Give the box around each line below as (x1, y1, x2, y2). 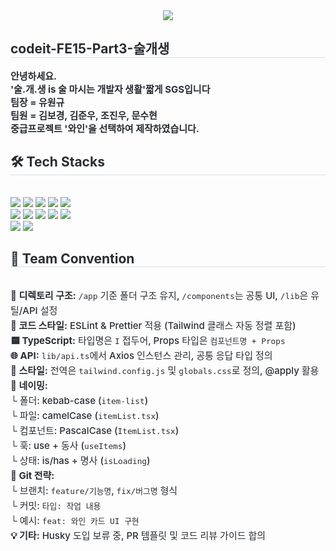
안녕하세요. (10, 69, 58, 83)
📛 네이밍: (10, 379, 48, 393)
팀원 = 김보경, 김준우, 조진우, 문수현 (10, 109, 158, 122)
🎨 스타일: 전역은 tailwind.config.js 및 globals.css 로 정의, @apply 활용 (10, 364, 320, 378)
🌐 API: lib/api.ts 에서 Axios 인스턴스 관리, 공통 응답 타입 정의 (10, 349, 273, 363)
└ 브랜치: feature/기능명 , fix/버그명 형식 (10, 484, 178, 498)
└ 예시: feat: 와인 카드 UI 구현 (10, 514, 140, 528)
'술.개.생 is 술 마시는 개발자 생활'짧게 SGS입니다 (10, 82, 211, 96)
